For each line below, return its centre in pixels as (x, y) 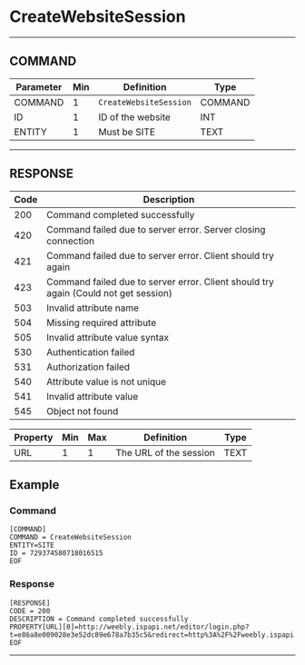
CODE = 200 (30, 610)
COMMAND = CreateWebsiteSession (70, 538)
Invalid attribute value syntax (108, 337)
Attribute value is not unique (106, 382)
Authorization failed (88, 367)
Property (34, 437)
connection (71, 241)
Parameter (39, 86)
